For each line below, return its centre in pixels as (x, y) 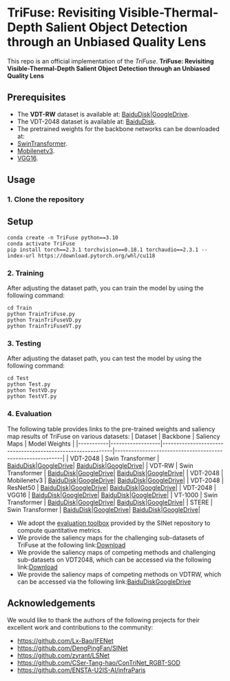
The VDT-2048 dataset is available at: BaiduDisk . (86, 121)
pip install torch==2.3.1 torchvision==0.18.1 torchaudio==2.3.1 (103, 250)
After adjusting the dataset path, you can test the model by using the (104, 358)
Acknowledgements (51, 603)
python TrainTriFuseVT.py (44, 326)
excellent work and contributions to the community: (80, 627)
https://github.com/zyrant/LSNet (63, 655)
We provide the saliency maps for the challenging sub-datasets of (111, 537)
